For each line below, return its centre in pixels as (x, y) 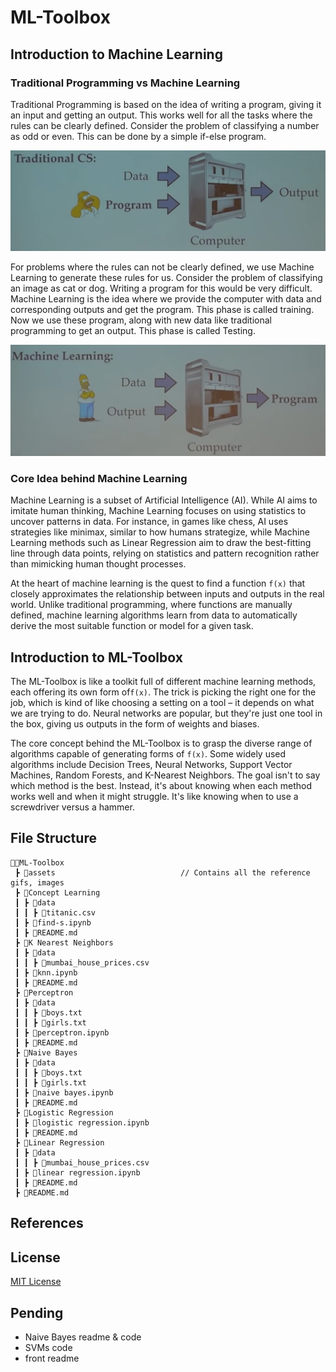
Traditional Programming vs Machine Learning (125, 83)
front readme (52, 1358)
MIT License (36, 1282)
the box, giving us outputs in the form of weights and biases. (135, 724)
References (47, 1223)
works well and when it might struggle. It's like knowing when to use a (154, 797)
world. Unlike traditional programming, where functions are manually (151, 605)
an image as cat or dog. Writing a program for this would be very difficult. (161, 288)
